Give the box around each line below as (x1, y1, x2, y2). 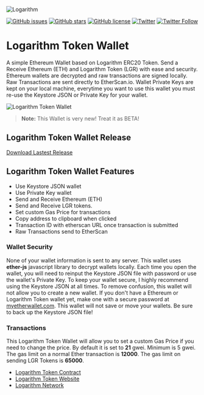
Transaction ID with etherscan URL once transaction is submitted (15, 221, 178, 228)
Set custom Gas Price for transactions (15, 208, 111, 215)
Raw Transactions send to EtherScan (15, 228, 108, 235)
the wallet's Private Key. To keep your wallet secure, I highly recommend (6, 276, 189, 283)
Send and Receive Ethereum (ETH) (15, 195, 102, 203)
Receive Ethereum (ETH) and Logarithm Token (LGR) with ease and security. (6, 65, 198, 72)
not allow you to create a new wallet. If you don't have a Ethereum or (6, 289, 178, 296)
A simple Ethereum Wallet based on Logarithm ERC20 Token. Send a (6, 58, 178, 66)
